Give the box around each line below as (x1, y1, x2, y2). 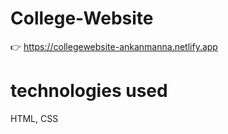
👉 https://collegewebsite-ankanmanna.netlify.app (10, 40, 218, 52)
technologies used (10, 80, 168, 102)
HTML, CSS (10, 112, 59, 124)
